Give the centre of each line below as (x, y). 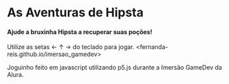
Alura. (15, 75)
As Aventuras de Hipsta (76, 13)
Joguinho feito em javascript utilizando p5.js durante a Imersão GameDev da (114, 68)
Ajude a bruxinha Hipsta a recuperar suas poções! (80, 31)
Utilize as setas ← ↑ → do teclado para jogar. (71, 47)
